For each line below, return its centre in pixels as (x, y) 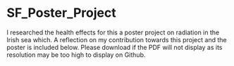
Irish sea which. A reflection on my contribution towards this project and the (117, 39)
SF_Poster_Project (62, 13)
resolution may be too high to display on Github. (76, 55)
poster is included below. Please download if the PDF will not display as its (115, 47)
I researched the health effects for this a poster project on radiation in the (113, 32)
